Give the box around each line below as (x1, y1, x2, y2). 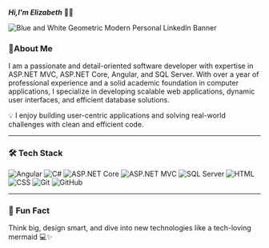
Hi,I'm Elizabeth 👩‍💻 (8, 8, 74, 17)
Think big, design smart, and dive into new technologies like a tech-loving (8, 222, 252, 232)
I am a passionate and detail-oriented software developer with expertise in (8, 61, 254, 71)
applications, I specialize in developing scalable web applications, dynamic (8, 86, 255, 96)
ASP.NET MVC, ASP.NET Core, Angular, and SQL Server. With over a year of (8, 70, 259, 79)
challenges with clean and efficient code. (8, 120, 144, 130)
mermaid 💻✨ (8, 232, 53, 242)
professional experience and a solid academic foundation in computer (8, 78, 239, 88)
